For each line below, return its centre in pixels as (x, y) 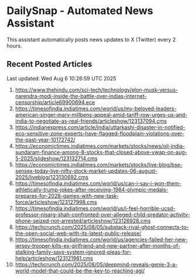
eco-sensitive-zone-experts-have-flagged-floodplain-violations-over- (100, 133)
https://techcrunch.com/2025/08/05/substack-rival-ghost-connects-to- (102, 227)
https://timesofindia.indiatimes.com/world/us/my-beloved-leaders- (96, 108)
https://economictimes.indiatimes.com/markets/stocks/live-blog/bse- (99, 164)
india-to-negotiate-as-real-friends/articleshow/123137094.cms (91, 121)
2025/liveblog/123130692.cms (52, 177)
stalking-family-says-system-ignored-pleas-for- (73, 252)
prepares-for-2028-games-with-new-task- (67, 195)
